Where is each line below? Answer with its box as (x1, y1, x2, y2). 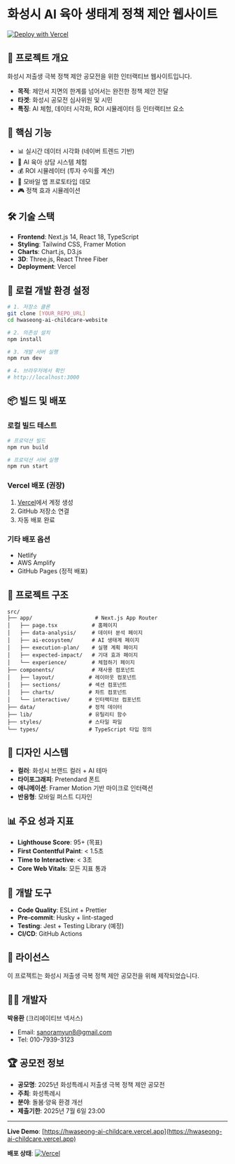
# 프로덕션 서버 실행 (7, 456, 59, 463)
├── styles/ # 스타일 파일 (7, 718, 122, 725)
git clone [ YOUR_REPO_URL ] (7, 310, 86, 317)
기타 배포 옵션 (7, 535, 51, 545)
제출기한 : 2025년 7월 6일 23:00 (17, 1107, 106, 1115)
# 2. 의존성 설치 (7, 329, 50, 336)
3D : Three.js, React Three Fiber (17, 255, 108, 263)
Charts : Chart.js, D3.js (17, 248, 83, 256)
